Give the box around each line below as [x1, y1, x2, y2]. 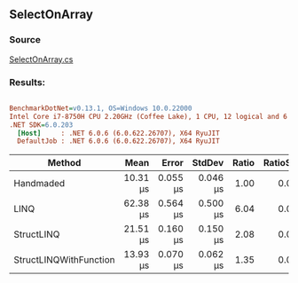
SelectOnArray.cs [9, 53, 74, 65]
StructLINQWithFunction [13, 254, 115, 266]
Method [47, 157, 82, 169]
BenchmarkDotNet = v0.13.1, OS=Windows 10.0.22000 [9, 104, 192, 113]
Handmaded [13, 177, 66, 190]
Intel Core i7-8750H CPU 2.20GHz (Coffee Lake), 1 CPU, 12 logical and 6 [9, 112, 288, 121]
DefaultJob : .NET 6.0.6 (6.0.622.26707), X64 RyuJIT [17, 137, 220, 145]
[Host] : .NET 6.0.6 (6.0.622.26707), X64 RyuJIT [17, 129, 220, 138]
